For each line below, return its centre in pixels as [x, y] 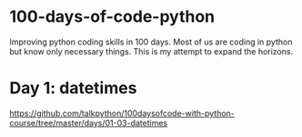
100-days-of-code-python [112, 17]
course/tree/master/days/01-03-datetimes [89, 122]
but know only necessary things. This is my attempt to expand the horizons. [151, 51]
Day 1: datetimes [73, 88]
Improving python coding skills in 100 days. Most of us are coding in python [151, 42]
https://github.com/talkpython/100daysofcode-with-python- [122, 113]
